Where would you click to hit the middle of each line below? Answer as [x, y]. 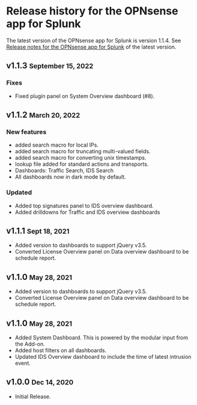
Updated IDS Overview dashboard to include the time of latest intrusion [103, 357]
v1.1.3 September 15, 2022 [50, 66]
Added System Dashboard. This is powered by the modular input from [101, 338]
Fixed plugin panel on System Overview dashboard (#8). [85, 96]
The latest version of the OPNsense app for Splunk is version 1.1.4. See [94, 40]
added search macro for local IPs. [57, 145]
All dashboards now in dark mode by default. [70, 177]
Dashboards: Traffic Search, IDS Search [64, 171]
